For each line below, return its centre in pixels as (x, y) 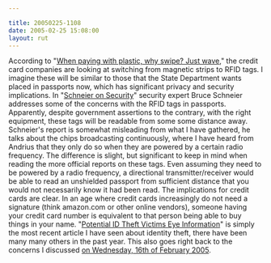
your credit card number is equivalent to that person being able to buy (125, 216)
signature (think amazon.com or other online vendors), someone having (128, 207)
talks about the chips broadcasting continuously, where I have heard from (131, 138)
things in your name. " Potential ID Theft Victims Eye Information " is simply (131, 224)
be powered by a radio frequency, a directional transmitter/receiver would (131, 173)
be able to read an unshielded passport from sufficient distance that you (129, 181)
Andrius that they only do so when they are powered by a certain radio (126, 147)
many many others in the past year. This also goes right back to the (121, 242)
